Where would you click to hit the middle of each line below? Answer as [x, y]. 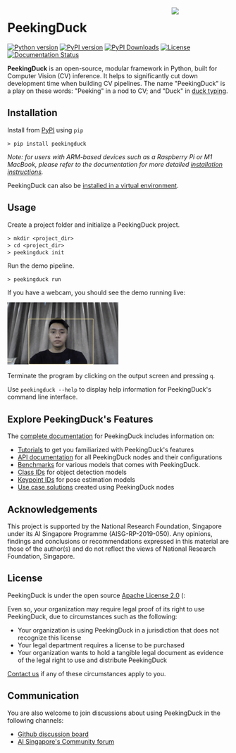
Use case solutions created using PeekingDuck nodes [96, 487]
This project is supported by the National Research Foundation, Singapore [114, 526]
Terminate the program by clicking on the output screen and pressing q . [111, 376]
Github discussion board [53, 734]
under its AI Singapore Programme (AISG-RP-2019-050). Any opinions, [110, 533]
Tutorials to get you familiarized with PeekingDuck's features [106, 450]
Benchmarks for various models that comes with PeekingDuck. [109, 465]
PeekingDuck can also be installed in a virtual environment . [93, 185]
